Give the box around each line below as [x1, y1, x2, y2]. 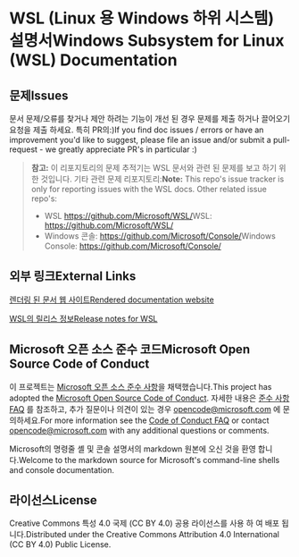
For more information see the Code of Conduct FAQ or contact [39, 415, 270, 426]
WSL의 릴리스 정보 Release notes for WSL [9, 313, 158, 324]
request [9, 144, 38, 155]
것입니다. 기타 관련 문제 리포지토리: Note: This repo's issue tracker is [40, 173, 285, 184]
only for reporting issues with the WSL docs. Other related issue [30, 184, 268, 194]
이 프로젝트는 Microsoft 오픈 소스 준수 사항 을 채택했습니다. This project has [9, 381, 272, 392]
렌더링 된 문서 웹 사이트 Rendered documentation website [9, 294, 214, 305]
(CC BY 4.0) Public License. [9, 539, 112, 550]
